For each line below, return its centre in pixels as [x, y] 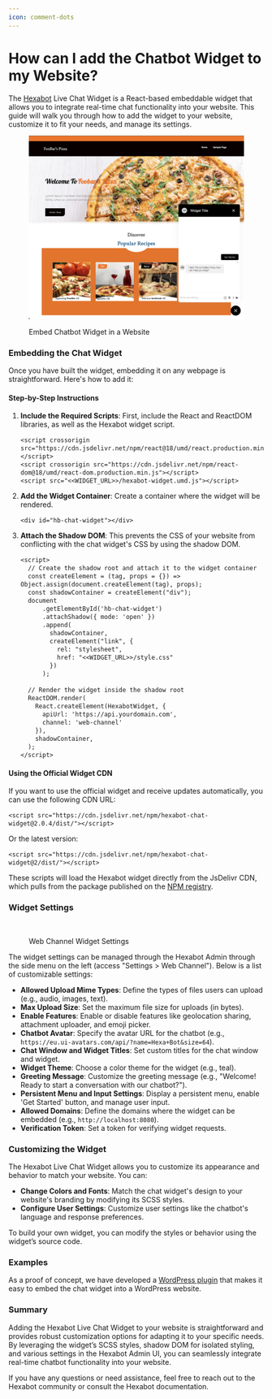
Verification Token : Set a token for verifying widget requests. [123, 1128]
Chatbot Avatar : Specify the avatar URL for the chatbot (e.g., [122, 1033]
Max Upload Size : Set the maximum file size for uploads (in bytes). [132, 1007]
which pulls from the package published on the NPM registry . [111, 886]
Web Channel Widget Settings [79, 941]
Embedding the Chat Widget [65, 353]
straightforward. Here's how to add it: [71, 379]
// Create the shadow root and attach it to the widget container [142, 569]
